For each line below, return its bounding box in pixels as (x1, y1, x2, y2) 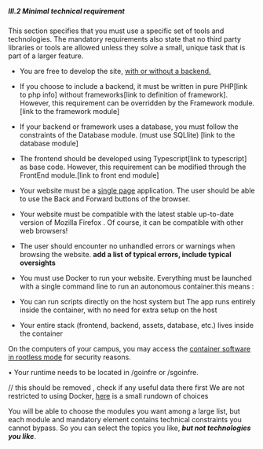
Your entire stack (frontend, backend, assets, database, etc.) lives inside (19, 320, 254, 329)
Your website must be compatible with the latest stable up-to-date (19, 209, 234, 219)
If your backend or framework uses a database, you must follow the (19, 122, 239, 131)
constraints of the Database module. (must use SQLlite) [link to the (19, 130, 236, 139)
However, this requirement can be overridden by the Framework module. (19, 98, 255, 108)
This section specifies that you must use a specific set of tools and (8, 26, 225, 35)
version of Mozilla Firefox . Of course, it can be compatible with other (19, 217, 244, 227)
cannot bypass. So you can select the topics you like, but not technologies (8, 423, 251, 432)
